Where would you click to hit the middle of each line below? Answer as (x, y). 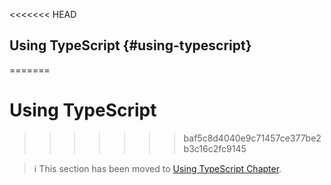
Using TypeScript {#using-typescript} (130, 45)
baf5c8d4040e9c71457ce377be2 (252, 138)
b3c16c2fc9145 (215, 148)
